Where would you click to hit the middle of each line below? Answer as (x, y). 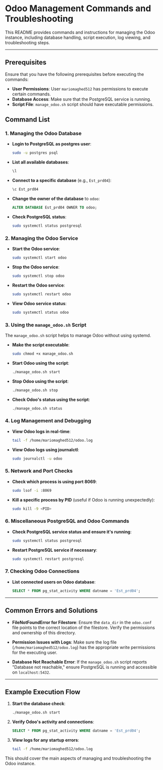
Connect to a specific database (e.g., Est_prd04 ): (62, 180)
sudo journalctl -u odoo (37, 458)
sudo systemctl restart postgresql (48, 559)
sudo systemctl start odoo (39, 258)
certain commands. (31, 94)
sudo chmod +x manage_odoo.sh (43, 354)
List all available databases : (41, 162)
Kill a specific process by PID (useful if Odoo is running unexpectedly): (83, 500)
